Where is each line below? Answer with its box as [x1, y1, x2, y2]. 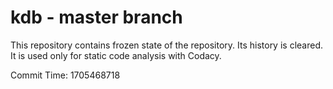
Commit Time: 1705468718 [10, 69, 121, 81]
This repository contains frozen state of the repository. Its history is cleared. [10, 39, 323, 51]
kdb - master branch [10, 6, 183, 29]
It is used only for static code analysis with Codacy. [10, 49, 222, 61]
